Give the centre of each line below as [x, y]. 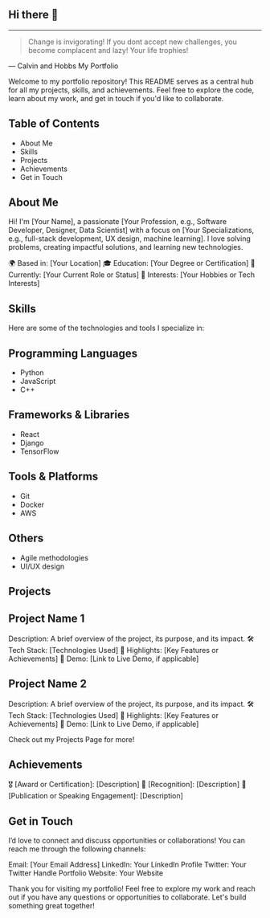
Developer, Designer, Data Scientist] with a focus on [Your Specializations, [131, 231]
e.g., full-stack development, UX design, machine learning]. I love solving [130, 239]
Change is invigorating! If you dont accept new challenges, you [132, 42]
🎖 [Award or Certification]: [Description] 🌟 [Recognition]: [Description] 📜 [127, 785]
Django [32, 443]
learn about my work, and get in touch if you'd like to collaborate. [116, 98]
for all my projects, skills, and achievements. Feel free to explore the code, [131, 90]
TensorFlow [39, 451]
